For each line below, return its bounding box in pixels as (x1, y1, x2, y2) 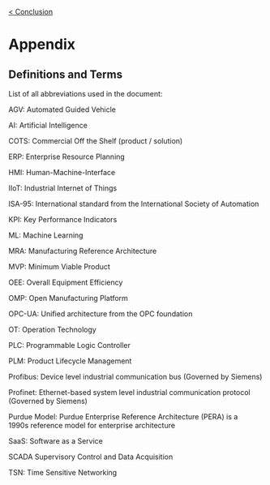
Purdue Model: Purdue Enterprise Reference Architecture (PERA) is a (8, 412, 238, 421)
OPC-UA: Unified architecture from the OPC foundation (8, 309, 193, 319)
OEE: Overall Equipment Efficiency (8, 277, 123, 287)
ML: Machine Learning (8, 230, 84, 240)
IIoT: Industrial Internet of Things (8, 183, 118, 193)
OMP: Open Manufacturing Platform (8, 294, 128, 303)
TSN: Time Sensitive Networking (8, 468, 118, 477)
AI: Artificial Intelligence (8, 121, 88, 130)
